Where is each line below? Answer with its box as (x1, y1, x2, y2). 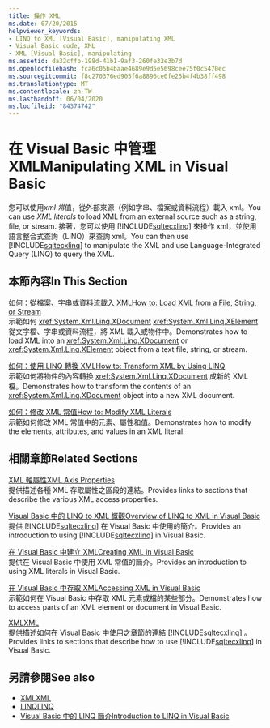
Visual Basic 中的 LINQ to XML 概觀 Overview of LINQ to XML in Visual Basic (8, 511, 261, 520)
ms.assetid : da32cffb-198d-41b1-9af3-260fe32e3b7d (8, 58, 183, 66)
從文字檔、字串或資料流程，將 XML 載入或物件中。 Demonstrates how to (8, 326, 248, 336)
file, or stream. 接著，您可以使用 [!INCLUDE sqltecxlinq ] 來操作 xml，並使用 (8, 221, 257, 231)
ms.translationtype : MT (8, 79, 89, 88)
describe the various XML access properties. (8, 494, 158, 503)
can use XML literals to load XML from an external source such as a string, (8, 212, 257, 221)
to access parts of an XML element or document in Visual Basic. (8, 602, 222, 612)
